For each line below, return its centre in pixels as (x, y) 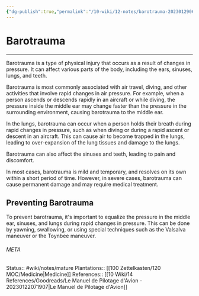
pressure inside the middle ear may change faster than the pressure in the (97, 106)
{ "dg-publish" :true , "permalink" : (47, 12)
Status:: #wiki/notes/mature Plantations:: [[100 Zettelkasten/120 (84, 268)
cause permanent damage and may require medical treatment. (82, 184)
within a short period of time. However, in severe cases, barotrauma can (94, 178)
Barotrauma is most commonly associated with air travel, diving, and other (97, 87)
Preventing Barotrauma (50, 203)
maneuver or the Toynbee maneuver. (51, 236)
